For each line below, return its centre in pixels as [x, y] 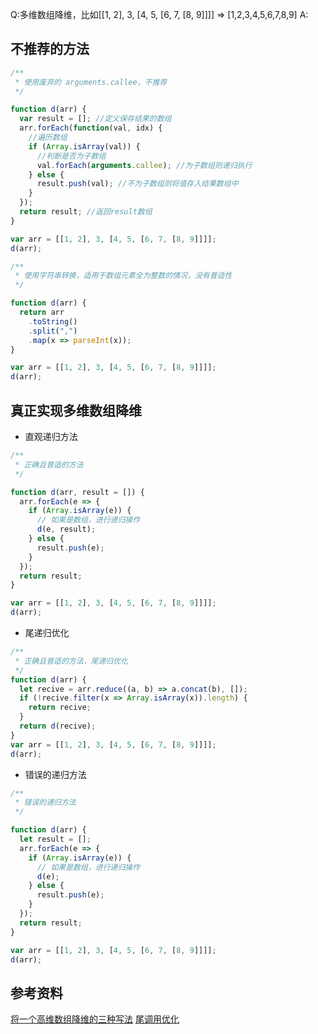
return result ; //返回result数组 [86, 212]
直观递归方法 [51, 436]
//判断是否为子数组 [71, 156]
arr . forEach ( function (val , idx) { [91, 128]
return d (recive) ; [58, 726]
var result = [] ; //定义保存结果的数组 [95, 119]
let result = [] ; [55, 839]
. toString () [53, 321]
